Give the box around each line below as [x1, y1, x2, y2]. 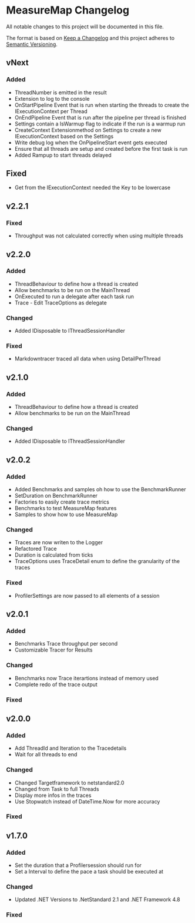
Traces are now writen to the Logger [14, 539, 103, 546]
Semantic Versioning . [6, 41, 58, 48]
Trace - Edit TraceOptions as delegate [14, 299, 107, 306]
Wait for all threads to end [14, 751, 78, 758]
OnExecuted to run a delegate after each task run [14, 293, 134, 300]
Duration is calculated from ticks [14, 551, 93, 558]
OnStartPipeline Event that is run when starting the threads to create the [14, 101, 189, 108]
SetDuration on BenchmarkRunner [14, 492, 98, 499]
